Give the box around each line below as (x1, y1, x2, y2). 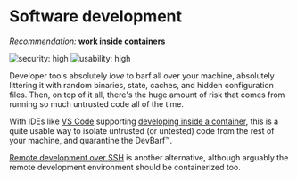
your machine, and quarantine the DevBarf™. (9, 135, 172, 145)
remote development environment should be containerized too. (9, 161, 241, 172)
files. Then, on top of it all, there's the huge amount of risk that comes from (9, 89, 285, 100)
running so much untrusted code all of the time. (9, 98, 185, 109)
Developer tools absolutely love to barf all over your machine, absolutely (9, 70, 275, 81)
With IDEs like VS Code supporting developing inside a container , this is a (9, 116, 279, 127)
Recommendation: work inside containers (9, 36, 166, 46)
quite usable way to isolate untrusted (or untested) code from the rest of (9, 125, 275, 136)
